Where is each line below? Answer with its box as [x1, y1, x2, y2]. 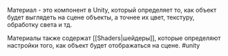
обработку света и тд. [7, 21, 73, 28]
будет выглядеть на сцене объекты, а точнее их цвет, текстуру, [7, 13, 195, 21]
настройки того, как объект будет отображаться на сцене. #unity [7, 41, 200, 49]
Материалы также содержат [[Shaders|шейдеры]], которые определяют [7, 34, 221, 42]
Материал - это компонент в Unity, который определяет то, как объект [7, 6, 217, 14]
